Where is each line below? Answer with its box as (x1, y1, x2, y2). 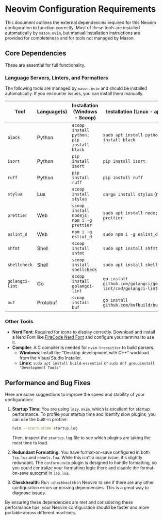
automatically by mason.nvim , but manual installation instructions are (5, 30, 141, 36)
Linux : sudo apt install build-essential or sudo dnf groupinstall (19, 360, 155, 366)
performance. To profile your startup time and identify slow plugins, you (12, 411, 156, 417)
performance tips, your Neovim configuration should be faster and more (5, 504, 149, 510)
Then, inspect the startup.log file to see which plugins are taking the (12, 435, 151, 441)
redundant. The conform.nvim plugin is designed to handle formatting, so (12, 460, 157, 466)
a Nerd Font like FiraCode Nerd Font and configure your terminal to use (12, 334, 154, 340)
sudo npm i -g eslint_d (103, 231, 158, 237)
